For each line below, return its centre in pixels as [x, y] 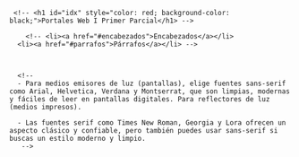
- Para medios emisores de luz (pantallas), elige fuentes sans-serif [152, 83]
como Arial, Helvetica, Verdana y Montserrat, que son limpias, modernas [150, 92]
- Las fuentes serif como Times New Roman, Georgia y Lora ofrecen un [152, 123]
